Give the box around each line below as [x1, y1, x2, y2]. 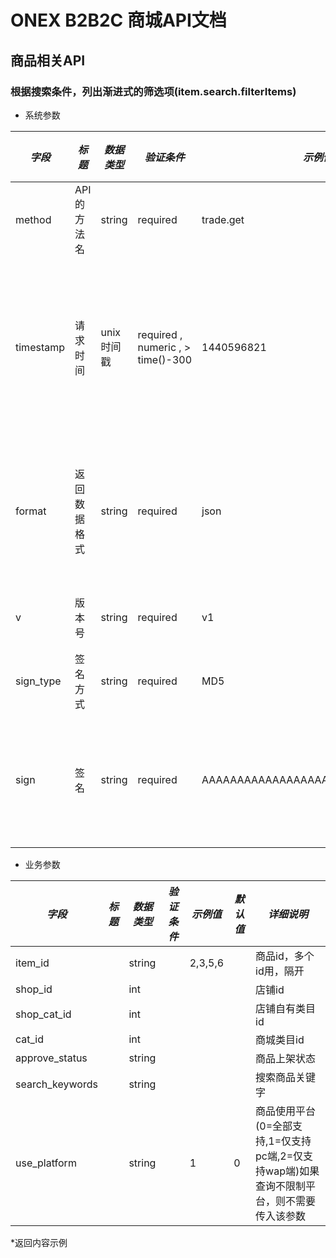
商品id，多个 [255, 949, 315, 963]
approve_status [15, 1051, 88, 1065]
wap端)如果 [265, 1164, 320, 1178]
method [15, 212, 52, 226]
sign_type [15, 674, 62, 688]
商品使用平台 [255, 1104, 317, 1118]
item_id [15, 956, 50, 970]
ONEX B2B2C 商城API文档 [10, 9, 227, 32]
